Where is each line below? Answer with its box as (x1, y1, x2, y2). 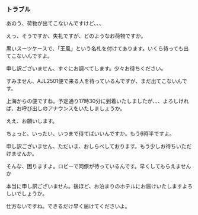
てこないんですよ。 (6, 52, 53, 60)
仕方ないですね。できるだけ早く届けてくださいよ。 (6, 203, 130, 210)
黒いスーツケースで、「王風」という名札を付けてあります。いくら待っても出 (6, 45, 189, 52)
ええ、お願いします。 (6, 117, 58, 125)
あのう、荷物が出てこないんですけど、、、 (6, 20, 105, 27)
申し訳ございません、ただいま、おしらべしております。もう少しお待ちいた (6, 143, 187, 150)
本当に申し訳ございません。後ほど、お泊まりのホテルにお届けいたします (6, 182, 183, 190)
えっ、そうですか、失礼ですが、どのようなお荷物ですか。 (6, 33, 146, 40)
